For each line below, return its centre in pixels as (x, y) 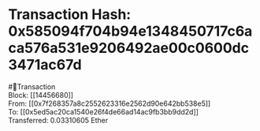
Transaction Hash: (70, 15)
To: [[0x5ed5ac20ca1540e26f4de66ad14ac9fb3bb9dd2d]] (104, 111)
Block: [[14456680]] (41, 95)
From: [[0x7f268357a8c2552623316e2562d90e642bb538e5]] (110, 103)
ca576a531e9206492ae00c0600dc (129, 48)
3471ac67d (45, 65)
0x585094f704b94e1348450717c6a (130, 31)
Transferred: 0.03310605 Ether (58, 120)
